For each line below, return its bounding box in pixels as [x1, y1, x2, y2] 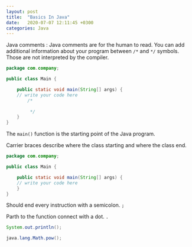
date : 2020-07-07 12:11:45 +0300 [6, 19, 94, 25]
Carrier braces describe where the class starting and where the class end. [6, 142, 187, 149]
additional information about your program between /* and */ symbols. [6, 48, 180, 55]
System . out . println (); [6, 225, 62, 230]
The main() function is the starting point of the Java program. [6, 131, 155, 138]
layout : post [6, 8, 38, 15]
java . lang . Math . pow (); [6, 235, 62, 241]
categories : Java [6, 25, 49, 31]
